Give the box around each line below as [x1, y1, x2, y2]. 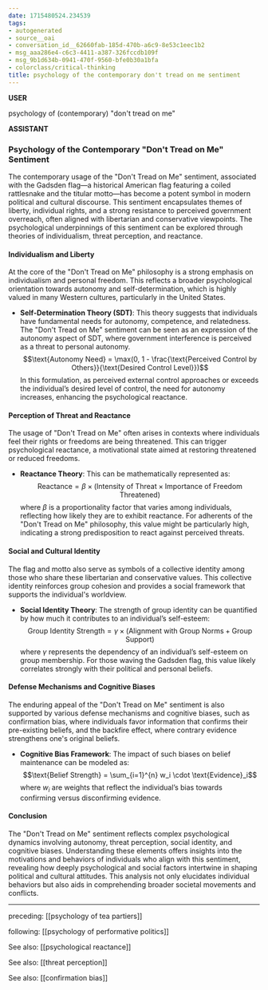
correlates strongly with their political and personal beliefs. [19, 664, 213, 673]
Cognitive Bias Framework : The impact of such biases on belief [19, 749, 231, 759]
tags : [8, 19, 26, 27]
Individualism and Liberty [8, 249, 95, 259]
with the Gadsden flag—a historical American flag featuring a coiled [8, 180, 231, 190]
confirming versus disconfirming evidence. [19, 793, 161, 803]
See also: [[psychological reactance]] [8, 942, 132, 952]
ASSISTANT [8, 124, 49, 133]
